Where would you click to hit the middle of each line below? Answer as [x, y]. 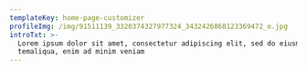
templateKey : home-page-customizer [77, 18]
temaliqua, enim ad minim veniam [81, 52]
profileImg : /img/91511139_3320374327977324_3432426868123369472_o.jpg [148, 26]
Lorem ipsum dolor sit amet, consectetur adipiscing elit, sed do [147, 43]
